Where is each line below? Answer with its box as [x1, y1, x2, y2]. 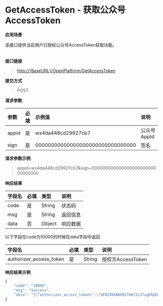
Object [41, 220, 57, 227]
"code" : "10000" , [14, 283, 49, 289]
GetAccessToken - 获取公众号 [5, 4, 126, 16]
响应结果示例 [5, 269, 31, 275]
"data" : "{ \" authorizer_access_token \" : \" [14, 292, 101, 297]
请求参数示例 [5, 155, 31, 161]
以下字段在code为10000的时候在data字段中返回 [5, 234, 100, 240]
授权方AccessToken [101, 256, 147, 262]
